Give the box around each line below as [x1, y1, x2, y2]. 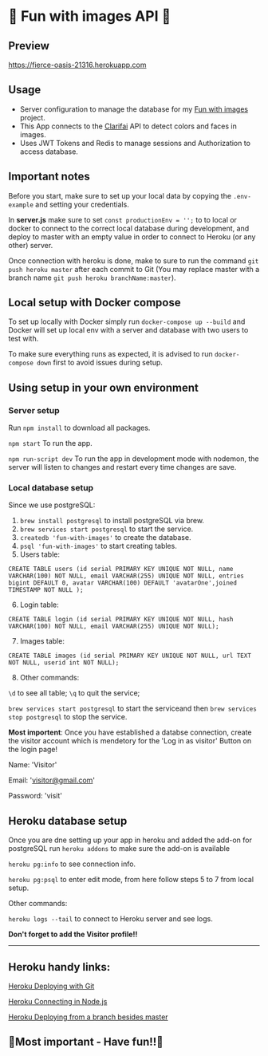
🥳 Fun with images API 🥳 [8, 7, 171, 26]
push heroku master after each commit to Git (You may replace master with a [8, 264, 260, 274]
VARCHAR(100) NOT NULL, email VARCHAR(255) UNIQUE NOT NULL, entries [8, 572, 245, 581]
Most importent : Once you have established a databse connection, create [8, 727, 252, 737]
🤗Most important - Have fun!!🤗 [8, 1035, 164, 1049]
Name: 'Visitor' [8, 760, 57, 770]
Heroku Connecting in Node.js [8, 997, 108, 1007]
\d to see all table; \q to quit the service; [8, 688, 140, 698]
